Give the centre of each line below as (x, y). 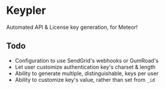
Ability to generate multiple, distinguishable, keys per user (87, 73)
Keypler (26, 11)
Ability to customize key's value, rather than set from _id (85, 79)
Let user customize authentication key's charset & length (85, 67)
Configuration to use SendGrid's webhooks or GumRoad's (87, 60)
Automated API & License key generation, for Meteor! (72, 27)
